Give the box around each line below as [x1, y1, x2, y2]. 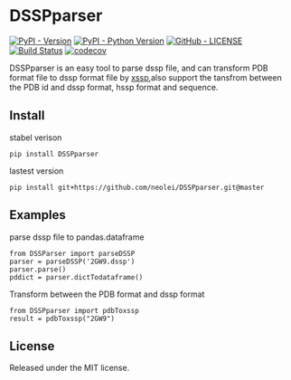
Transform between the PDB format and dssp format [9, 289, 205, 299]
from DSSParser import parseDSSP [9, 249, 136, 258]
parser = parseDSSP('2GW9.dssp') [9, 257, 136, 266]
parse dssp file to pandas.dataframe [9, 232, 145, 242]
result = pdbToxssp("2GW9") [9, 314, 116, 323]
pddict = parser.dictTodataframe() [9, 272, 144, 281]
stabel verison [9, 132, 62, 143]
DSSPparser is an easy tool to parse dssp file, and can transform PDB [9, 62, 268, 73]
